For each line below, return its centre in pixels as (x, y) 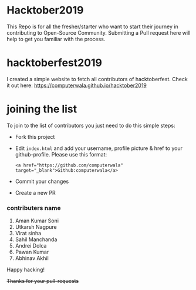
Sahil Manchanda (36, 239)
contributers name (34, 208)
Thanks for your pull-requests (43, 281)
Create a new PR (36, 192)
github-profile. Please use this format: (61, 154)
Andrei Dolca (31, 246)
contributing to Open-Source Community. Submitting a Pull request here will (99, 32)
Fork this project (35, 136)
